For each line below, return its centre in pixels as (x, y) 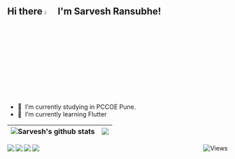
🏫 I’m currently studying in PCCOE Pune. (77, 107)
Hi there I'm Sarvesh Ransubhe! (84, 12)
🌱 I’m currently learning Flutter (62, 114)
